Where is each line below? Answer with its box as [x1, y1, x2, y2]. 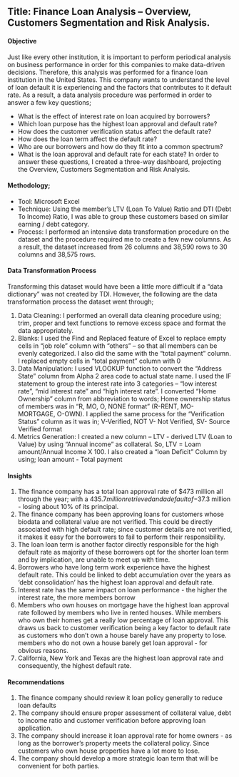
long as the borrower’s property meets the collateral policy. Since [17, 739, 210, 748]
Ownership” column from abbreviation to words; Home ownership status [17, 395, 230, 403]
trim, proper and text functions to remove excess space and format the [17, 319, 226, 327]
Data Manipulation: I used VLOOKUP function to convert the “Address [17, 364, 223, 373]
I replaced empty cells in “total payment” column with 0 [17, 356, 181, 365]
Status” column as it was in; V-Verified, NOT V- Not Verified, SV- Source [17, 417, 230, 426]
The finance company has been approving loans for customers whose [17, 510, 225, 519]
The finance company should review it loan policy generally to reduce [17, 694, 223, 702]
